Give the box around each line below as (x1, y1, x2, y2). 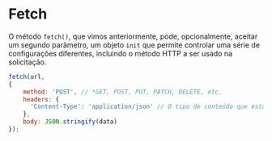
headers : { (23, 95, 60, 103)
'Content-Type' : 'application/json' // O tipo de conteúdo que (29, 102, 249, 111)
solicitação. (8, 57, 47, 67)
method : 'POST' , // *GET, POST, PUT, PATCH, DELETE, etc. (23, 88, 223, 96)
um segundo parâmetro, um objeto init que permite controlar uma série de (8, 39, 261, 49)
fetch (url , (8, 73, 45, 81)
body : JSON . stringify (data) (23, 118, 117, 126)
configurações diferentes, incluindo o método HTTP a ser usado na (8, 48, 233, 58)
